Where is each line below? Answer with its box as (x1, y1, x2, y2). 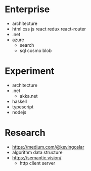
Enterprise (5, 4, 50, 15)
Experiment (5, 65, 55, 77)
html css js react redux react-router (12, 25, 86, 32)
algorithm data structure (12, 149, 63, 155)
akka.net (19, 93, 38, 99)
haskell (12, 98, 27, 104)
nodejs (12, 109, 26, 115)
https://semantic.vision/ (12, 154, 62, 161)
